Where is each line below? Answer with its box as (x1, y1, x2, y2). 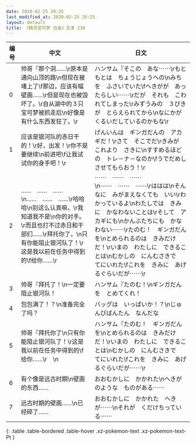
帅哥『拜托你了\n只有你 (20, 329, 85, 337)
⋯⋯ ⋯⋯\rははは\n (117, 182, 174, 190)
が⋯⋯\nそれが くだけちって (94, 403, 176, 411)
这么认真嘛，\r (37, 204, 78, 212)
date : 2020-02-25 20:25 (6, 8, 64, 15)
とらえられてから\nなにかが (106, 109, 182, 117)
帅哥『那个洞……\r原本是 (20, 65, 89, 73)
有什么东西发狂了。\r (20, 118, 78, 126)
